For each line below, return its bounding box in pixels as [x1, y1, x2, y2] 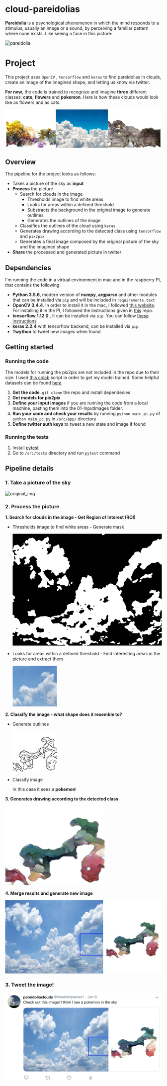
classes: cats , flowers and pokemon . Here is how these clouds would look [5, 94, 159, 100]
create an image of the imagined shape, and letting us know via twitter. [5, 79, 151, 85]
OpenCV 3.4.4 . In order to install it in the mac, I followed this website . [12, 302, 156, 309]
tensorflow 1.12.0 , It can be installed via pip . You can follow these [12, 313, 149, 319]
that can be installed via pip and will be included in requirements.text [12, 297, 156, 303]
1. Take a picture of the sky [5, 479, 71, 486]
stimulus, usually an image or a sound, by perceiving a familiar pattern [5, 25, 149, 31]
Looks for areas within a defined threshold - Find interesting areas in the [12, 651, 161, 657]
